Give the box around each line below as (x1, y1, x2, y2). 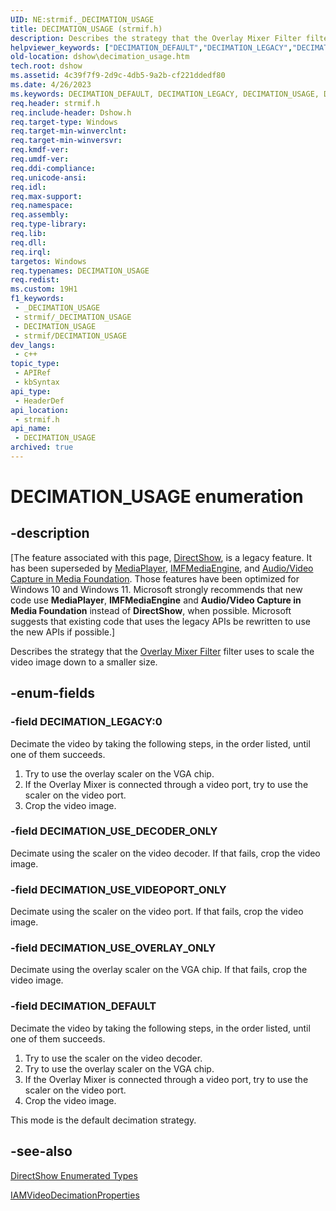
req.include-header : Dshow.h (10, 107, 132, 118)
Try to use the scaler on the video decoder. (24, 1052, 203, 1064)
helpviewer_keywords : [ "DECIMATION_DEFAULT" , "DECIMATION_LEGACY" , (10, 42, 293, 53)
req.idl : (10, 182, 47, 192)
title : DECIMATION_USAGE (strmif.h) (10, 24, 163, 34)
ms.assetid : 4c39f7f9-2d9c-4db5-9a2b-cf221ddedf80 (10, 71, 226, 81)
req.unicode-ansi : (10, 172, 87, 183)
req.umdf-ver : (10, 154, 70, 164)
